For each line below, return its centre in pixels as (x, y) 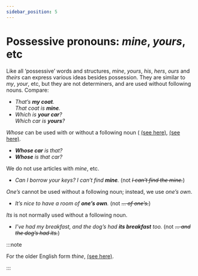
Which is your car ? (38, 114)
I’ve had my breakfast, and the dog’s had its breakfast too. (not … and (103, 226)
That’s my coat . (34, 101)
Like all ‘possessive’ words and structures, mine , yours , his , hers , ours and (98, 71)
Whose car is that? (39, 150)
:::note (14, 244)
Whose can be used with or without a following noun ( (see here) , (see (93, 132)
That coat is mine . (38, 108)
